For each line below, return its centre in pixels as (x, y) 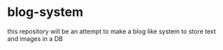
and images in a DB (35, 38)
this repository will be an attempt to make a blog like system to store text (112, 31)
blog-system (45, 12)
